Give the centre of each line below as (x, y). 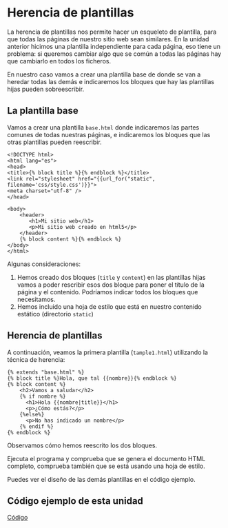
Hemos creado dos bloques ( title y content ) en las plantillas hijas (111, 277)
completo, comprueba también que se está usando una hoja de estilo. (106, 466)
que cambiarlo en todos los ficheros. (59, 61)
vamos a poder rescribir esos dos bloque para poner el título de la (111, 285)
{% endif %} (37, 426)
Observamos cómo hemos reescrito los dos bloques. (82, 445)
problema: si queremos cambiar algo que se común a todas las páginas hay (114, 54)
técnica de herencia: (36, 359)
